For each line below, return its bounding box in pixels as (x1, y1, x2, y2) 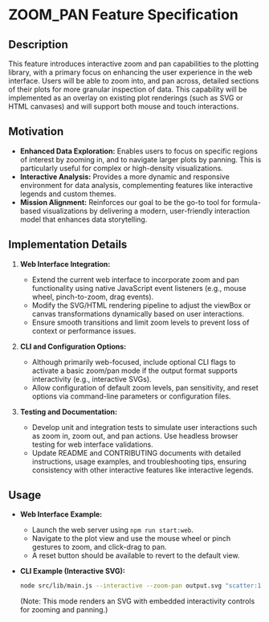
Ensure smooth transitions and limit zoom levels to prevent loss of (31, 317, 250, 327)
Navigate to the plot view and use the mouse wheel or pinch (31, 534, 231, 543)
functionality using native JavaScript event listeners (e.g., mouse (31, 283, 247, 293)
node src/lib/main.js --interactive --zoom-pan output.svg (19, 582, 222, 590)
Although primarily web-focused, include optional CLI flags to (31, 357, 236, 366)
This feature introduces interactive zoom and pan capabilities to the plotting (8, 59, 259, 68)
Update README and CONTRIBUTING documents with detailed (31, 448, 242, 457)
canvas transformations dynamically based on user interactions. (31, 309, 245, 318)
